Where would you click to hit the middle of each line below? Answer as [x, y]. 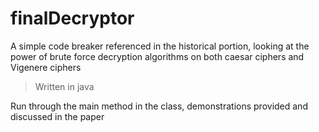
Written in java [64, 86]
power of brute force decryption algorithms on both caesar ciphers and [157, 56]
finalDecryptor [72, 18]
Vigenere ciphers [46, 67]
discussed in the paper [57, 116]
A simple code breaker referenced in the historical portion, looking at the [160, 46]
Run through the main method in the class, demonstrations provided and [159, 106]
